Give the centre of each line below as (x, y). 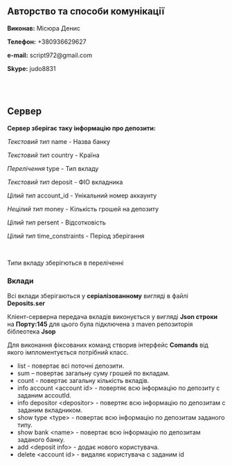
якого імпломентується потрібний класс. (68, 352)
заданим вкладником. (50, 410)
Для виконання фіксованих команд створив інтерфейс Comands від (108, 345)
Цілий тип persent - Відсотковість (56, 222)
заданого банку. (41, 439)
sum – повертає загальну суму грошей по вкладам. (93, 373)
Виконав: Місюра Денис (44, 28)
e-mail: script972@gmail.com (50, 55)
